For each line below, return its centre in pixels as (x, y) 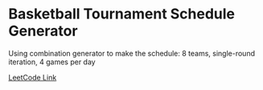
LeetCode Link (33, 77)
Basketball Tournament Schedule (122, 14)
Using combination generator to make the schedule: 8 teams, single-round (132, 53)
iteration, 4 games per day (52, 62)
